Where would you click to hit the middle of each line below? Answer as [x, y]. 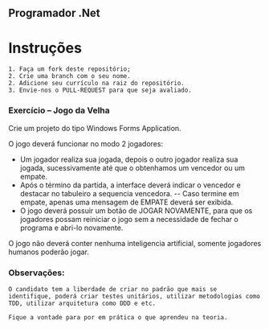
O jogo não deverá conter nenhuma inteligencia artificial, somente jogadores [135, 243]
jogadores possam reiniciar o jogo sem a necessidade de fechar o [129, 219]
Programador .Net [54, 13]
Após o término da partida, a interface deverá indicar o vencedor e [130, 185]
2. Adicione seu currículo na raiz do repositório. [96, 84]
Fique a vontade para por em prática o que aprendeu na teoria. [118, 317]
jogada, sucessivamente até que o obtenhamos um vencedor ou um [132, 167]
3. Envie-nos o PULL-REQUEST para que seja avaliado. [100, 90]
